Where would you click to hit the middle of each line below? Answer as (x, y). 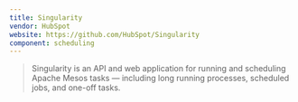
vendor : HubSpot (40, 26)
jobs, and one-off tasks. (76, 88)
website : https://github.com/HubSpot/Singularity (105, 34)
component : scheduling (52, 43)
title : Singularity (46, 18)
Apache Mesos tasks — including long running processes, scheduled (160, 79)
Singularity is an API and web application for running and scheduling (158, 69)
